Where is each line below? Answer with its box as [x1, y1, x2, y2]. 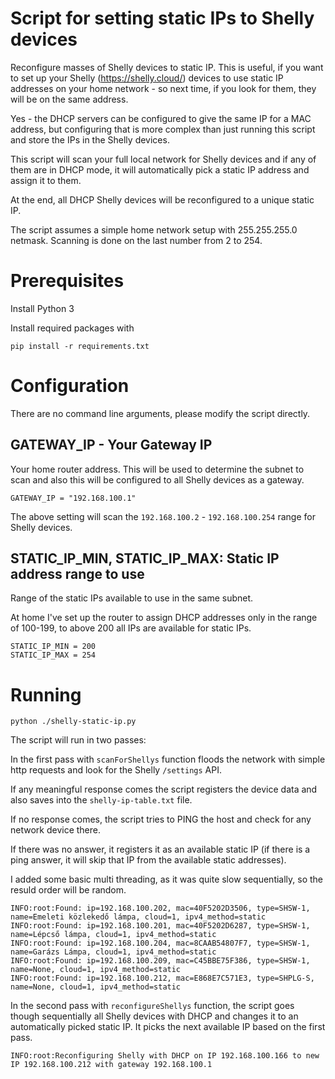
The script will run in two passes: [10, 734, 147, 746]
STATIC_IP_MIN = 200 [10, 642, 97, 652]
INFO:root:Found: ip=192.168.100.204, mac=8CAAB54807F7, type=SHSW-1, [10, 938, 311, 949]
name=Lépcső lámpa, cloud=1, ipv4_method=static [10, 930, 217, 940]
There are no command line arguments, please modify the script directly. [10, 407, 311, 419]
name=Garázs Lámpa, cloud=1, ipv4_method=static [10, 947, 217, 957]
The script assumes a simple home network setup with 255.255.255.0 [10, 223, 298, 236]
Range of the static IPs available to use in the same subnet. [10, 592, 254, 604]
